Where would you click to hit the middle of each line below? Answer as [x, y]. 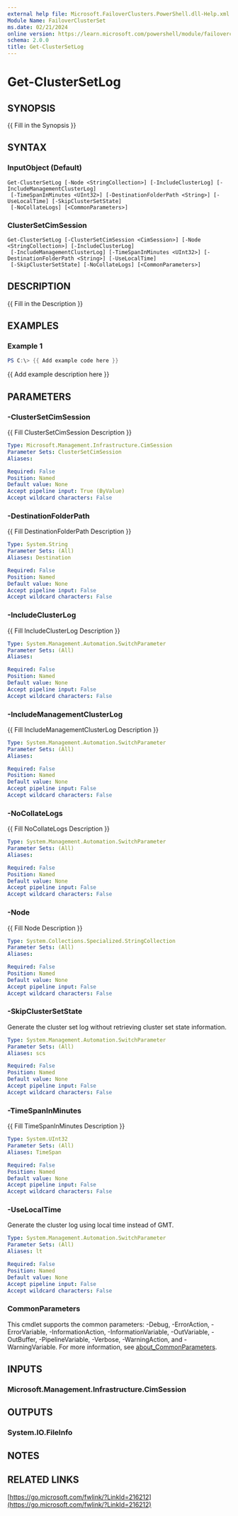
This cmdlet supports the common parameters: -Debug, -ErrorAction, [109, 1324]
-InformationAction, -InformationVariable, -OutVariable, [130, 1331]
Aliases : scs [27, 1053]
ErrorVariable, [28, 1331]
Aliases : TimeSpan [34, 1152]
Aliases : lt [25, 1251]
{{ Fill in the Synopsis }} [42, 125]
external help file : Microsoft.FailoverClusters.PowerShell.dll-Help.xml [119, 14]
